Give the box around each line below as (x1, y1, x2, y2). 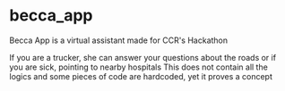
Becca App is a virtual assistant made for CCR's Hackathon (9, 35, 229, 45)
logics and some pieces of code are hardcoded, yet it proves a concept (9, 70, 273, 81)
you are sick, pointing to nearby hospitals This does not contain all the (9, 62, 269, 72)
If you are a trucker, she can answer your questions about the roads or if (9, 52, 276, 62)
